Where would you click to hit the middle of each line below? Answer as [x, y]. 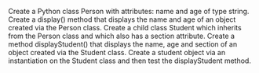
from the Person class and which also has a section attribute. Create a [122, 36]
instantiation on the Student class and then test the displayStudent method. [129, 61]
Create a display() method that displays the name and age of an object [122, 19]
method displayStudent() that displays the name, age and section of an [123, 44]
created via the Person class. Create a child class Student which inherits [125, 28]
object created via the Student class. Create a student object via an [117, 52]
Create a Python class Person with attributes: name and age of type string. [129, 11]
